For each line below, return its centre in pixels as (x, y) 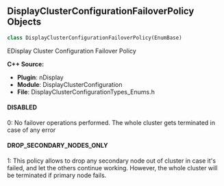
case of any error (32, 130)
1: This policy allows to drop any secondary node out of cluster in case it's (112, 161)
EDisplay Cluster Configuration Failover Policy (72, 51)
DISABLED (22, 107)
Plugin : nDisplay (40, 77)
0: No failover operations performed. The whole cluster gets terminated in (111, 122)
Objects (24, 22)
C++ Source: (26, 64)
